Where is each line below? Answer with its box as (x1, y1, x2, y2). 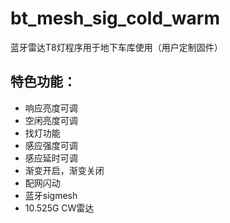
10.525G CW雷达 (24, 202, 95, 214)
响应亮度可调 (24, 102, 78, 114)
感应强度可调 (24, 139, 78, 151)
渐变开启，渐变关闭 (24, 164, 105, 176)
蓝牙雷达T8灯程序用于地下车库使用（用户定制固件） (10, 41, 223, 53)
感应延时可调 (24, 152, 78, 164)
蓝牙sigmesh (24, 189, 78, 201)
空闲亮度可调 (24, 114, 78, 126)
